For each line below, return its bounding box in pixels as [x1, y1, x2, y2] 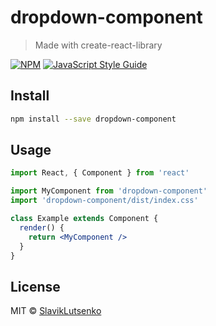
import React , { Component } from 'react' [10, 168, 190, 178]
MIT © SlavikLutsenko [10, 305, 102, 317]
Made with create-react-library [34, 39, 163, 51]
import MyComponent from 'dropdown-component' [10, 186, 208, 196]
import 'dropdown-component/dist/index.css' [10, 196, 199, 206]
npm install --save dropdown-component [10, 114, 177, 124]
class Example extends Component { [10, 214, 159, 224]
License [10, 278, 61, 295]
